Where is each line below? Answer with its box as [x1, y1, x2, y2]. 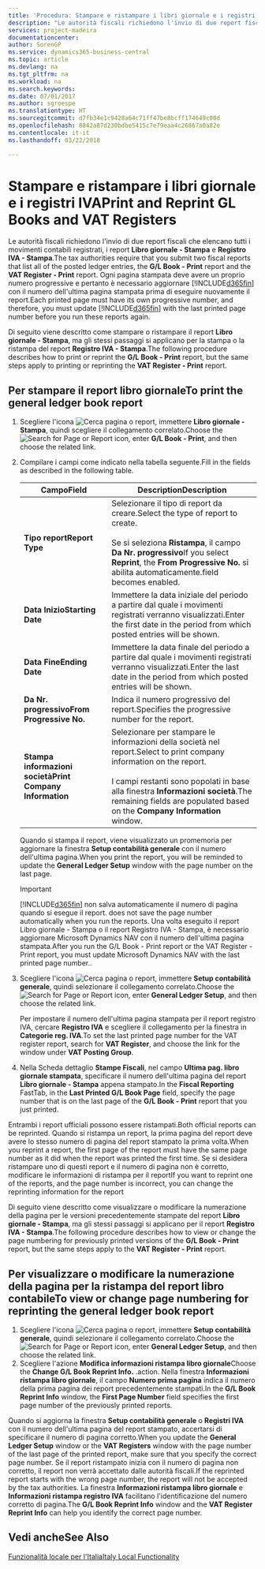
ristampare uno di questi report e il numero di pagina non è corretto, [8, 1162, 230, 1171]
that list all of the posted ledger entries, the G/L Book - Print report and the [8, 262, 251, 271]
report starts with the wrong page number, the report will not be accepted [8, 1474, 248, 1484]
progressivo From [23, 704, 90, 715]
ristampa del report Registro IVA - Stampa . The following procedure [8, 344, 228, 353]
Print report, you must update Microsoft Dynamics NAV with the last [19, 950, 241, 959]
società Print [23, 771, 71, 782]
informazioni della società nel [111, 737, 220, 748]
